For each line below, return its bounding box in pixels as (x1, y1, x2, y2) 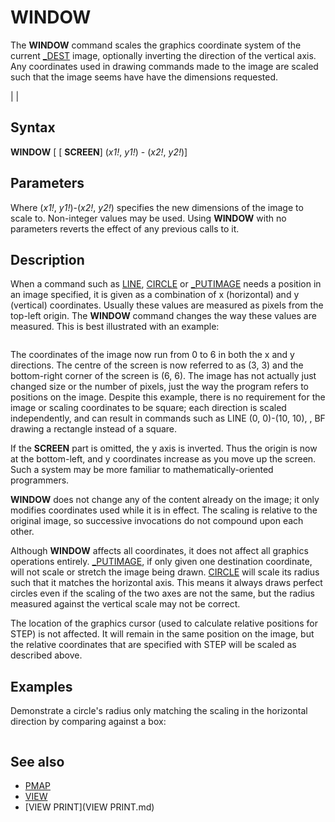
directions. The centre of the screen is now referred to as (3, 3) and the (10, 359, 304, 371)
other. (10, 526, 35, 538)
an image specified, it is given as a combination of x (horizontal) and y (10, 289, 300, 301)
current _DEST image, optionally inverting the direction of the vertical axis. (10, 49, 317, 61)
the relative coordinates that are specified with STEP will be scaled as (10, 639, 297, 651)
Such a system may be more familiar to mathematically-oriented (10, 464, 274, 476)
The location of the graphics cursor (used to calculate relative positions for (10, 617, 319, 630)
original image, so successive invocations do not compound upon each (10, 515, 304, 527)
